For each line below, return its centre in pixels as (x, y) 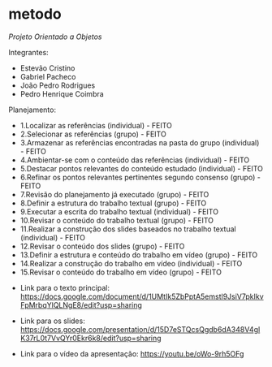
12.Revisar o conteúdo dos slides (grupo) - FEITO (102, 246)
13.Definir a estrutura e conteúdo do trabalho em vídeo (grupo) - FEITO (139, 255)
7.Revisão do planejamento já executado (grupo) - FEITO (114, 194)
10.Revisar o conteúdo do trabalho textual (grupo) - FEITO (117, 220)
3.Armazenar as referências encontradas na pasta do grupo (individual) (140, 142)
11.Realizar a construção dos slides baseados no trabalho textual (128, 229)
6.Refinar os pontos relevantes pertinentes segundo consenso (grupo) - (140, 177)
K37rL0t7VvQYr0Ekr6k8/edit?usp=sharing (91, 338)
